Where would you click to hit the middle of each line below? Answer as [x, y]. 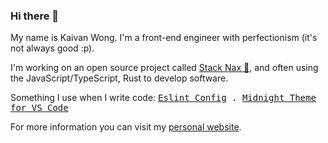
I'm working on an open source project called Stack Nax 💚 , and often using [164, 68]
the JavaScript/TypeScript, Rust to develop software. [119, 78]
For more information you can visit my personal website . [126, 127]
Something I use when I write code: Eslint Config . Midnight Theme [163, 98]
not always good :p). [52, 48]
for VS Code [39, 108]
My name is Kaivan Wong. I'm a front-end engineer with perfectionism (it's [164, 38]
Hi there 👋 [35, 16]
